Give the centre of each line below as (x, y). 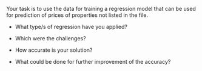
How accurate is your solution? (54, 50)
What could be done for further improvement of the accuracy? (93, 62)
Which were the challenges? (50, 38)
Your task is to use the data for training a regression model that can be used (101, 9)
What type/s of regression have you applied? (71, 27)
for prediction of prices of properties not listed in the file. (77, 15)
